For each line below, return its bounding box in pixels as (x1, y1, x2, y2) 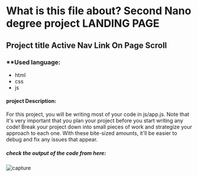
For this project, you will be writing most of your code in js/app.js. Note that (6, 111, 190, 118)
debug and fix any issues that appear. (6, 136, 98, 143)
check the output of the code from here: (6, 149, 106, 156)
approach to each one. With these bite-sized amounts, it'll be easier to (6, 130, 177, 137)
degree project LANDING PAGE (6, 17, 160, 30)
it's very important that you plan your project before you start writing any (6, 117, 183, 124)
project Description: (6, 98, 57, 105)
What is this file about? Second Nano (6, 4, 191, 18)
